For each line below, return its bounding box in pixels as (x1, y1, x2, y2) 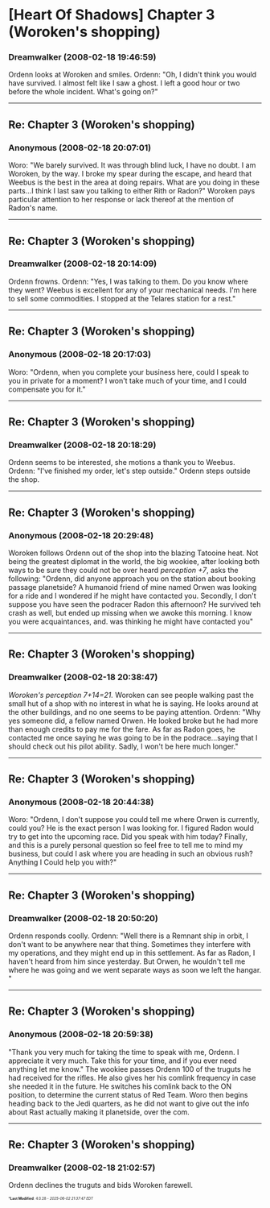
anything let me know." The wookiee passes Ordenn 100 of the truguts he (8, 1064, 252, 1073)
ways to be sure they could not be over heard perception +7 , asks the (8, 565, 239, 575)
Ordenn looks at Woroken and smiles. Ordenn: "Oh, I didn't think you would (8, 70, 257, 80)
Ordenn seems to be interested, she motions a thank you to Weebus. (8, 458, 235, 467)
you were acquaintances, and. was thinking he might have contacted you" (8, 616, 254, 626)
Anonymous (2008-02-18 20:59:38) (8, 1029, 154, 1040)
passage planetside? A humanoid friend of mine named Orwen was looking (8, 582, 257, 592)
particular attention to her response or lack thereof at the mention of (8, 195, 235, 205)
